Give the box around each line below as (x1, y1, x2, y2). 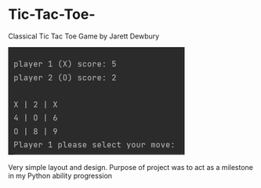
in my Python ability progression (8, 171, 112, 180)
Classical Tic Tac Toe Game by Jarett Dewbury (8, 31, 160, 41)
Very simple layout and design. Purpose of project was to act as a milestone (8, 162, 253, 172)
